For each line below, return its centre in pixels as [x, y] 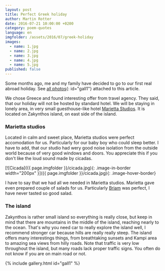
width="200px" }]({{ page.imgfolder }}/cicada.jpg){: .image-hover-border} [81, 173]
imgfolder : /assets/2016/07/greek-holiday [49, 38]
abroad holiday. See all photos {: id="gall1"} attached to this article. [72, 89]
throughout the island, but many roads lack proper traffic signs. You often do [83, 248]
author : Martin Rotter [28, 19]
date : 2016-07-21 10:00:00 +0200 [39, 23]
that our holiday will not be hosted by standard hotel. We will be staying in [80, 103]
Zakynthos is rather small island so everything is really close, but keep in [79, 217]
